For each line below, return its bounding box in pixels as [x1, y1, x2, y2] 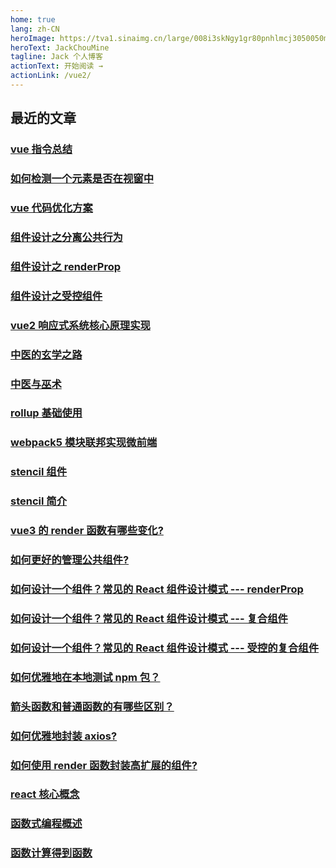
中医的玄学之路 [10, 347, 83, 361]
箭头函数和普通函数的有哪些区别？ [10, 699, 175, 713]
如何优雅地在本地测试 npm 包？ [10, 670, 161, 684]
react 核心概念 [10, 787, 80, 801]
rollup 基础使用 [10, 406, 83, 420]
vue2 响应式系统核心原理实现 [10, 318, 151, 332]
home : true [10, 14, 56, 25]
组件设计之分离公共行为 [10, 230, 123, 244]
